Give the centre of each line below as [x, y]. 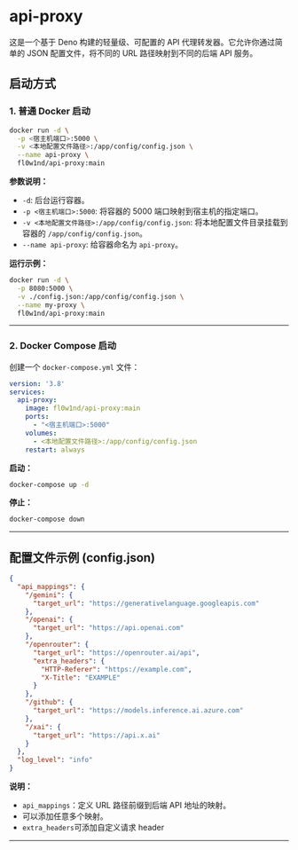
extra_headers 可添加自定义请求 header [93, 828]
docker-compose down [47, 519]
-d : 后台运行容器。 [56, 200]
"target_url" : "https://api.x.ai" [97, 735]
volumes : [41, 433]
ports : [37, 417]
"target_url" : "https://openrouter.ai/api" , [116, 653]
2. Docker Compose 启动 [63, 346]
